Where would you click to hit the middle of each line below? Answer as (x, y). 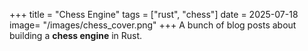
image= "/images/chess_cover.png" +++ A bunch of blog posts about (153, 25)
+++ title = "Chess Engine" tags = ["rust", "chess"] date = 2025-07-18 (154, 14)
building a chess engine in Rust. (76, 35)
